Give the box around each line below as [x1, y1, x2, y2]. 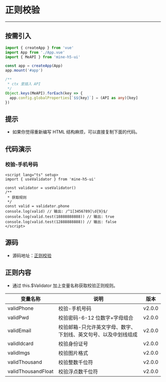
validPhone [7, 305, 34, 312]
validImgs [7, 349, 31, 356]
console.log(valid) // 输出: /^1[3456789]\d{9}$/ [5, 209, 108, 214]
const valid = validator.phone [5, 203, 70, 208]
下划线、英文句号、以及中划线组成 [58, 331, 138, 338]
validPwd [7, 314, 29, 321]
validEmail [7, 327, 31, 334]
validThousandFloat [7, 368, 54, 375]
